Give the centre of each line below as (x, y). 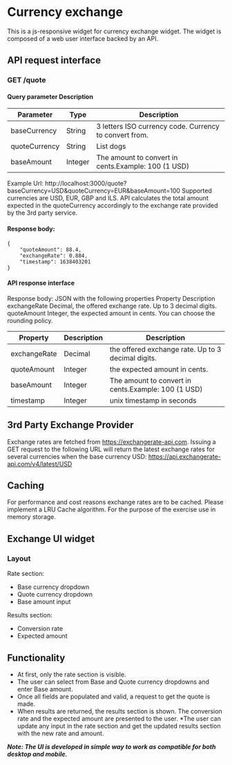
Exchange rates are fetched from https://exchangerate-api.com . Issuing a (112, 441)
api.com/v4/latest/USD (40, 464)
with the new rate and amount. (60, 733)
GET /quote (27, 80)
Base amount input (44, 602)
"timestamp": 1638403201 (55, 262)
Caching (26, 486)
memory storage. (32, 517)
